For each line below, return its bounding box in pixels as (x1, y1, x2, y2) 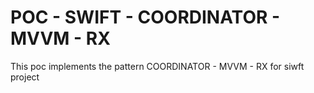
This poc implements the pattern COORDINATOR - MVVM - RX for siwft (10, 60, 305, 72)
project (10, 71, 40, 83)
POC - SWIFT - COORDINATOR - (10, 6, 281, 29)
